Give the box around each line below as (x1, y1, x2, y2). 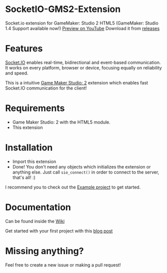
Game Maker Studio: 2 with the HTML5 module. (12, 119, 111, 125)
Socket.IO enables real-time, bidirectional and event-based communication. (5, 59, 161, 65)
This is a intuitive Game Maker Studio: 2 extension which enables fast (5, 79, 148, 85)
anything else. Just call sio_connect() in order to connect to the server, (12, 169, 159, 175)
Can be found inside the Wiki (5, 218, 65, 224)
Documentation (5, 201, 71, 213)
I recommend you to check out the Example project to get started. (5, 184, 141, 190)
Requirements (5, 102, 65, 114)
